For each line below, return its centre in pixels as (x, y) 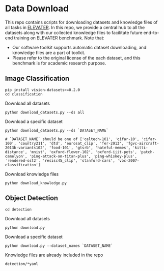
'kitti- (140, 148)
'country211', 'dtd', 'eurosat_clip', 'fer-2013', (71, 143)
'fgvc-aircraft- (143, 143)
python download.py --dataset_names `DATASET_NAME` (59, 246)
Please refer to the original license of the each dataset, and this (76, 58)
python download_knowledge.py (36, 183)
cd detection (18, 210)
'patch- (147, 152)
